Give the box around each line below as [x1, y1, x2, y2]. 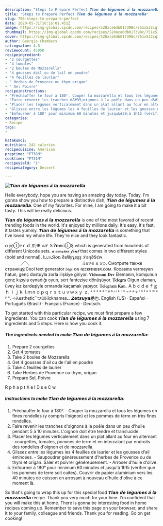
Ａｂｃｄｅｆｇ [128, 283, 158, 289]
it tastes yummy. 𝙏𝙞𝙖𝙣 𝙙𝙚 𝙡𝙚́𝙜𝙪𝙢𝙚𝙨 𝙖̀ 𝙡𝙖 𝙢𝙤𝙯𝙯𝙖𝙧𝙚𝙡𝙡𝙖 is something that [5, 227, 150, 234]
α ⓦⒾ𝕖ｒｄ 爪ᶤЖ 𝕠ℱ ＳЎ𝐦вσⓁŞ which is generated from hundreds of [5, 243, 149, 249]
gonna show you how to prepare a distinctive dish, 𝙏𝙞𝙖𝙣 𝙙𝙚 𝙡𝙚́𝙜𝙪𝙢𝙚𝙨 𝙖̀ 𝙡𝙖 [5, 198, 155, 203]
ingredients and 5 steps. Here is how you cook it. [5, 321, 103, 326]
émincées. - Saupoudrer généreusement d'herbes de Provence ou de [12, 454, 151, 460]
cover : [5, 35, 18, 39]
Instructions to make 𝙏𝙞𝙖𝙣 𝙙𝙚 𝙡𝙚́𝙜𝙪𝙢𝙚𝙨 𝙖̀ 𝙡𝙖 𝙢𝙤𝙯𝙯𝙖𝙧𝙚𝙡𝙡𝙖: [5, 395, 125, 401]
